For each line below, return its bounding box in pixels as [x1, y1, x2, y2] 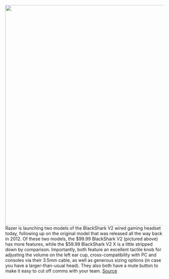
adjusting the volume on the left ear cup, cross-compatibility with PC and [5, 252, 157, 258]
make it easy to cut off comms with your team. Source [5, 268, 117, 274]
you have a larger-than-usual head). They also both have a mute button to [5, 262, 158, 268]
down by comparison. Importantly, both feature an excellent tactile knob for [5, 247, 162, 252]
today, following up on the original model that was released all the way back [5, 231, 162, 236]
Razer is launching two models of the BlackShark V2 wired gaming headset [5, 225, 161, 231]
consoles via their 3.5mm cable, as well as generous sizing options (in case [5, 257, 161, 263]
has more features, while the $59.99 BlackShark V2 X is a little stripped [5, 241, 153, 247]
